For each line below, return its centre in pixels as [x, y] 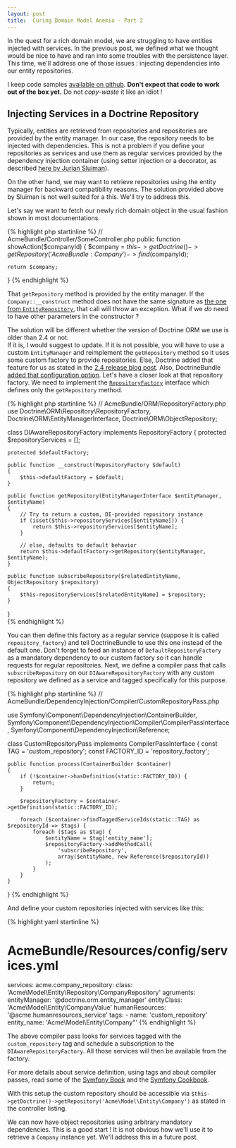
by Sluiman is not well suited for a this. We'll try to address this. [99, 197]
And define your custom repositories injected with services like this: [106, 908]
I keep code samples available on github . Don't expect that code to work [113, 84]
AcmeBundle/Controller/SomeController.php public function [94, 239]
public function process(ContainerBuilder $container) [89, 764]
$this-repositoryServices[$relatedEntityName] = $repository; [113, 595]
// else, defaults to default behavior [79, 545]
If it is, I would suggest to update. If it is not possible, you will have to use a [116, 345]
